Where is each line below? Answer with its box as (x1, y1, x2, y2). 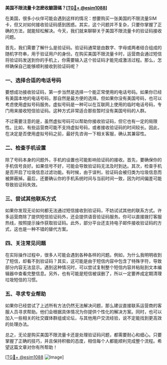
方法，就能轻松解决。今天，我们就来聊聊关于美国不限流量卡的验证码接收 (13, 28, 162, 34)
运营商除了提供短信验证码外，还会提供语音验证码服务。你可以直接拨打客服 (9, 213, 162, 219)
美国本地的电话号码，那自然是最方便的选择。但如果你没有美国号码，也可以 (9, 95, 162, 101)
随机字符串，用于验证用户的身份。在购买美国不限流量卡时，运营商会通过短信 (5, 51, 162, 57)
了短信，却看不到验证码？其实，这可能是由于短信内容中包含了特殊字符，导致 (5, 258, 162, 264)
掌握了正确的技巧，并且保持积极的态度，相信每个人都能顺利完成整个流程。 (5, 338, 158, 344)
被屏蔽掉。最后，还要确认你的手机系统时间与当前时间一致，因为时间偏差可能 (5, 175, 162, 181)
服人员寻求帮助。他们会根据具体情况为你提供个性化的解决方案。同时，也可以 (5, 309, 162, 315)
